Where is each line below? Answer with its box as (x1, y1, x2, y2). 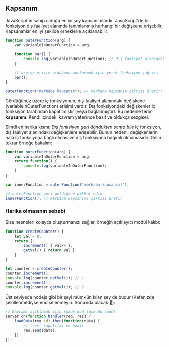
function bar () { (14, 51, 51, 57)
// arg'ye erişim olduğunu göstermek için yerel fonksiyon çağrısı (14, 70, 158, 75)
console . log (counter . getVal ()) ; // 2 (5, 285, 84, 290)
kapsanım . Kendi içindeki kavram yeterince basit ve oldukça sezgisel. (5, 113, 149, 120)
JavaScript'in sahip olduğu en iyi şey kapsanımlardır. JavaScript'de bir (5, 17, 150, 23)
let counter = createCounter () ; (5, 266, 73, 271)
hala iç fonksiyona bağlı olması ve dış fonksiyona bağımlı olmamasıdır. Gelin (5, 134, 162, 140)
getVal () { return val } (23, 248, 75, 253)
